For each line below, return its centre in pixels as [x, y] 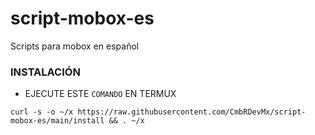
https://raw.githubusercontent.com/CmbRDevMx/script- [192, 112]
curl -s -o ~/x [42, 112]
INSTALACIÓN [45, 72]
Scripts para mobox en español [75, 46]
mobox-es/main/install [57, 121]
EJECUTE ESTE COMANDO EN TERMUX [100, 94]
